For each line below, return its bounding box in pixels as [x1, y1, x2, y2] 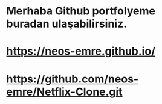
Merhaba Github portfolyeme [6, 4, 156, 18]
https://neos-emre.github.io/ [6, 44, 156, 58]
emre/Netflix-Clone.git [6, 85, 123, 99]
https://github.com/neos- [6, 72, 139, 85]
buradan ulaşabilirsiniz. [6, 17, 128, 31]
